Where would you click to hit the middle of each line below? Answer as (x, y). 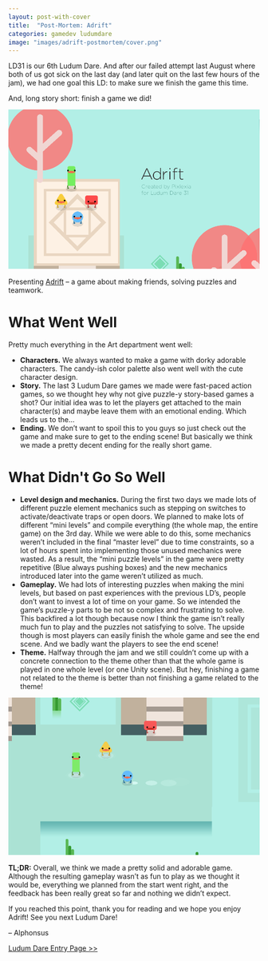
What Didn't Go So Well (87, 478)
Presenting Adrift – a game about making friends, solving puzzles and (122, 282)
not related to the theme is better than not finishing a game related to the (139, 678)
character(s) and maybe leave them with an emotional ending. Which (133, 411)
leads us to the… (47, 420)
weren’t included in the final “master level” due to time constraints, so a (137, 542)
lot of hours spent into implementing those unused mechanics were (130, 551)
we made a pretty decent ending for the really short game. (116, 445)
